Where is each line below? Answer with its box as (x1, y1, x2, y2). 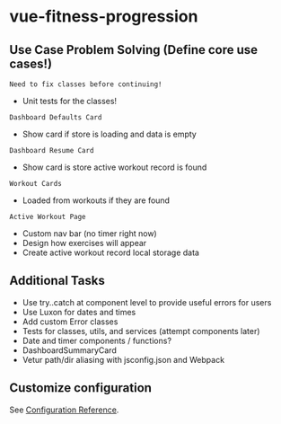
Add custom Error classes (22, 316, 119, 327)
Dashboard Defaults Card (9, 113, 102, 122)
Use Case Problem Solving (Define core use (9, 42, 259, 57)
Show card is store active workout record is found (22, 162, 207, 172)
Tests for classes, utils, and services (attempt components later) (22, 325, 260, 336)
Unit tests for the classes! (22, 96, 118, 106)
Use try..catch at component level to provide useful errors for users (22, 296, 272, 307)
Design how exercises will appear (22, 238, 147, 248)
